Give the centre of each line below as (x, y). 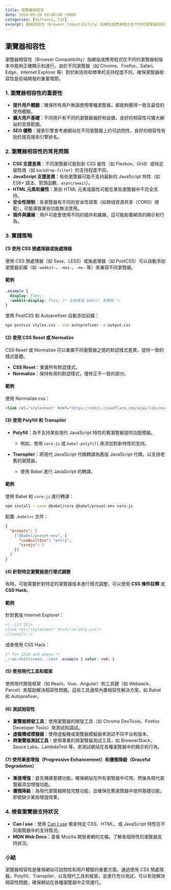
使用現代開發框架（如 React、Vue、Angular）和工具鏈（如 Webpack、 (79, 683)
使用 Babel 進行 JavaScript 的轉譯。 (58, 471)
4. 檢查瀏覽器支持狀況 (32, 812)
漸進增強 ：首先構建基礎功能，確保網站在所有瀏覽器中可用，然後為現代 (86, 778)
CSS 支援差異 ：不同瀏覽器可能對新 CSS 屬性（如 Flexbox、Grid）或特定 (88, 163)
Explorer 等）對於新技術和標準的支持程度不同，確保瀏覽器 (98, 72)
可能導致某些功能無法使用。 (53, 208)
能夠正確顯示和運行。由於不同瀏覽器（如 (56, 66)
